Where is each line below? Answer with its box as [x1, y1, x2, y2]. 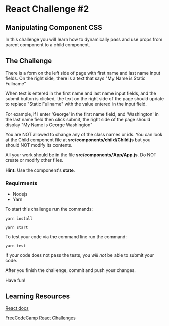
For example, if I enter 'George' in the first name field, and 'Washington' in [5, 111, 159, 117]
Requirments [5, 180, 38, 187]
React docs [5, 305, 29, 311]
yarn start [5, 225, 28, 230]
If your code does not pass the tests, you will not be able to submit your [5, 252, 154, 258]
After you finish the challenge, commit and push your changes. [5, 267, 136, 274]
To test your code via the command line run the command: [5, 234, 127, 240]
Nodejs [12, 191, 28, 197]
